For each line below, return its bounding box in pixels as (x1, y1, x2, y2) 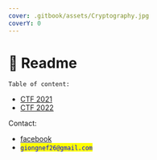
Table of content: (8, 80, 70, 88)
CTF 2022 (19, 103, 54, 113)
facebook (19, 134, 52, 144)
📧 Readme (8, 54, 78, 72)
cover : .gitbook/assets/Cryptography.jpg (8, 11, 150, 20)
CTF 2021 (19, 94, 52, 105)
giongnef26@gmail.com (19, 144, 93, 153)
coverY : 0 (8, 19, 42, 27)
